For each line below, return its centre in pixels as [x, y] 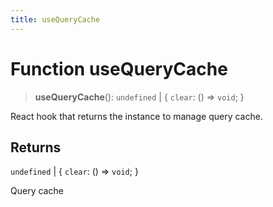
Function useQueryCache [119, 68]
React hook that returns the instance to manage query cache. [136, 116]
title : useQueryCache [55, 19]
